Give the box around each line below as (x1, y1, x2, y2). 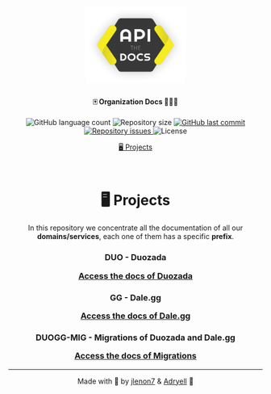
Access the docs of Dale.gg (80, 310, 191, 321)
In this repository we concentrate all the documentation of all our (27, 223, 244, 233)
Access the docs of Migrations (73, 350, 198, 362)
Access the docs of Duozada (77, 270, 194, 281)
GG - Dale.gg (110, 291, 161, 303)
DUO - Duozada (104, 252, 167, 263)
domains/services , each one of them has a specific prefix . (36, 232, 235, 241)
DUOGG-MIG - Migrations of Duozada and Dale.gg (35, 332, 236, 343)
